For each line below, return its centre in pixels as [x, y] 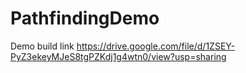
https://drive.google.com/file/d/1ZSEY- [156, 46]
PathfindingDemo [85, 18]
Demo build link [42, 46]
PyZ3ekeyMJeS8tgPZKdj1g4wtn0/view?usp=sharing [118, 56]
